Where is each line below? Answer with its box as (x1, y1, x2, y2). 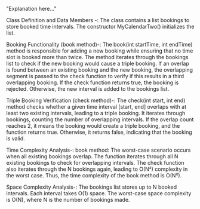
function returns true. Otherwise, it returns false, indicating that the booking (6, 128, 192, 136)
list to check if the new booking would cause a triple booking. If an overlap (6, 60, 189, 67)
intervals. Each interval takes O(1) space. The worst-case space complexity (6, 190, 192, 196)
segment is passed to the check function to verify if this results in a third (6, 73, 184, 79)
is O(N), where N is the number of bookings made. (6, 196, 130, 203)
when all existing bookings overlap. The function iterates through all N (6, 153, 179, 160)
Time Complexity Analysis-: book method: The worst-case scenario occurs (6, 146, 191, 153)
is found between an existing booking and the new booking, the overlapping (6, 66, 193, 73)
